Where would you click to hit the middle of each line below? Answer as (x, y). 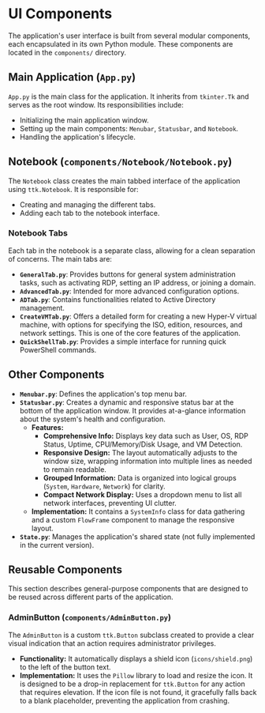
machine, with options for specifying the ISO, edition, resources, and (131, 324)
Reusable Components (65, 570)
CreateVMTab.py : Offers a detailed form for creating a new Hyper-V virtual (138, 316)
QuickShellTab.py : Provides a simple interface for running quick (123, 341)
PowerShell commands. (58, 349)
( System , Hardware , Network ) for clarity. (104, 486)
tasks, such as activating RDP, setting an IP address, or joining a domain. (138, 282)
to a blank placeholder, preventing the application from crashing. (125, 700)
